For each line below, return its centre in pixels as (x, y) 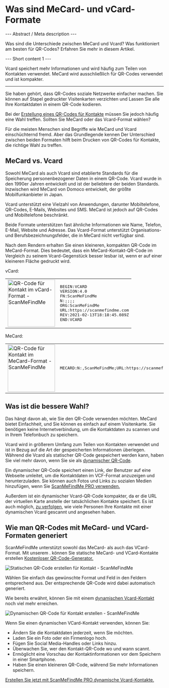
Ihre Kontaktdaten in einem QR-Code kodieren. (54, 104)
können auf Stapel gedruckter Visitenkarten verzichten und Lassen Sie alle (82, 99)
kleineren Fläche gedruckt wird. (38, 261)
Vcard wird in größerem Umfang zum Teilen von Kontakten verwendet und (82, 444)
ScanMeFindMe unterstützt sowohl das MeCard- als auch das (69, 548)
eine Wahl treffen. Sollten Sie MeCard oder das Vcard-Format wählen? (78, 119)
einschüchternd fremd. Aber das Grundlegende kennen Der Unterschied (80, 134)
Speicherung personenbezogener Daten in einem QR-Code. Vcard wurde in (83, 178)
